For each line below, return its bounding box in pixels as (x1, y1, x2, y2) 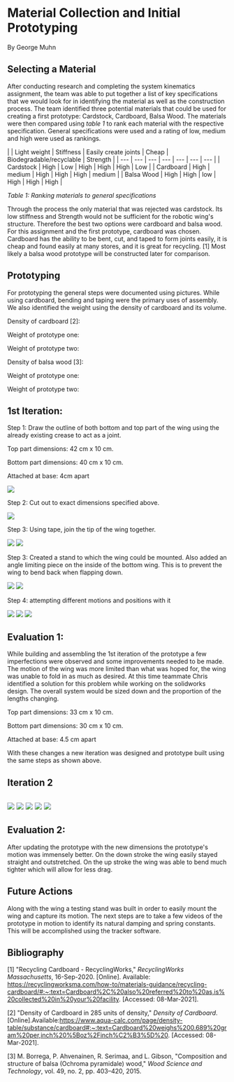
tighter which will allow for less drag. (7, 865, 113, 874)
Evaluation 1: (7, 631, 64, 643)
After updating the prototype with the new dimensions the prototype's (7, 843, 208, 851)
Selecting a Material (7, 63, 96, 75)
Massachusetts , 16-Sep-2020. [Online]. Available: (7, 973, 151, 981)
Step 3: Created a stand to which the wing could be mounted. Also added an (7, 553, 227, 562)
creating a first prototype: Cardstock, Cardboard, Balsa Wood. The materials (7, 111, 227, 120)
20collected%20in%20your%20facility (7, 995, 119, 1003)
